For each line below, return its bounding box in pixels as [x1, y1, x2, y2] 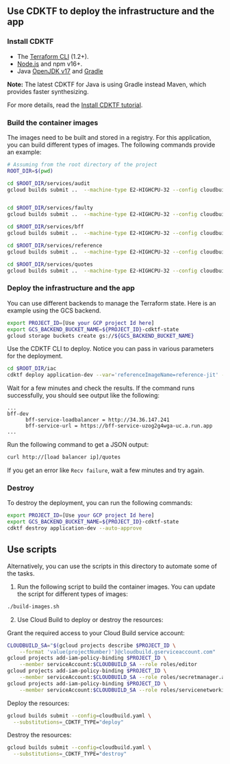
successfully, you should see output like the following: [7, 391, 159, 399]
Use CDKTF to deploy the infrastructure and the [7, 5, 215, 17]
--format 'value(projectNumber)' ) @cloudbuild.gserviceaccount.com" [19, 648, 216, 655]
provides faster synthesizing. [7, 87, 89, 95]
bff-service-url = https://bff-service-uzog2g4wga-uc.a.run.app [25, 423, 213, 430]
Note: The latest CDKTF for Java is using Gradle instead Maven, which [7, 80, 207, 88]
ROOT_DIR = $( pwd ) [7, 167, 53, 174]
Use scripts [7, 544, 57, 556]
